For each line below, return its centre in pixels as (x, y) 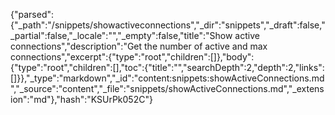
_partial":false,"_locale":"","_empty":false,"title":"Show (121, 35)
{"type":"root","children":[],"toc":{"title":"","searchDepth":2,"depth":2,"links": (167, 67)
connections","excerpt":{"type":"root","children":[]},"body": (132, 57)
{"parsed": (32, 14)
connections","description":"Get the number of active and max (139, 46)
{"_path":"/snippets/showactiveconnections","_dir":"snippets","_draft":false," (168, 25)
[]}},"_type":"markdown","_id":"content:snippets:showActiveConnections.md (167, 78)
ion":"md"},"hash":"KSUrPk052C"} (81, 99)
